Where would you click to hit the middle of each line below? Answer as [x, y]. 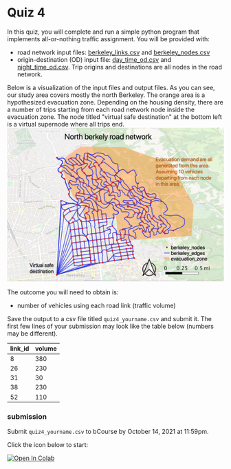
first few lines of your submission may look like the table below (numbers [111, 326]
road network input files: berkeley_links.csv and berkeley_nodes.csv [113, 52]
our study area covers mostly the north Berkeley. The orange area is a [106, 95]
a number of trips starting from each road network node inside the [101, 109]
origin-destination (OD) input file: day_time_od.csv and [94, 59]
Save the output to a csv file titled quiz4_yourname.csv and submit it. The [109, 318]
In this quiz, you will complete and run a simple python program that [103, 32]
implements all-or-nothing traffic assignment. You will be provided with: [108, 39]
